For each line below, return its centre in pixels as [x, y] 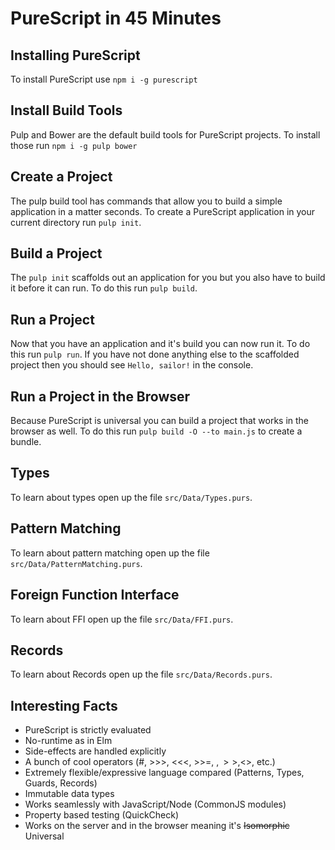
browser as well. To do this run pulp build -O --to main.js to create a [156, 431]
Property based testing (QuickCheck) [102, 815]
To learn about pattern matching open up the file [110, 553]
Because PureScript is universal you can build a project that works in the [160, 421]
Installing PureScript [75, 55]
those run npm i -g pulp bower [74, 145]
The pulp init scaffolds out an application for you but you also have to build [168, 278]
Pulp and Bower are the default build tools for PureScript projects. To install [165, 134]
